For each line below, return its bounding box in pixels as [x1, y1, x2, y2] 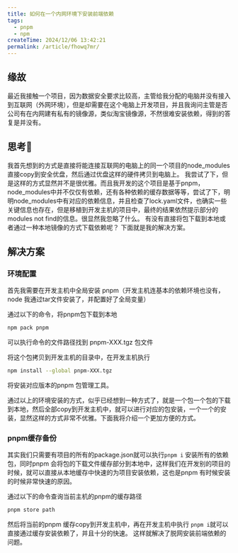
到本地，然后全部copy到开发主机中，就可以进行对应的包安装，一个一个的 [7, 405, 221, 413]
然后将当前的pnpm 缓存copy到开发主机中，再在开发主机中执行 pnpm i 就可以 [7, 520, 229, 529]
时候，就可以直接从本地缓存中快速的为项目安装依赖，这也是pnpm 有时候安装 [7, 469, 231, 477]
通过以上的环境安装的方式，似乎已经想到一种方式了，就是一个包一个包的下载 [7, 396, 231, 405]
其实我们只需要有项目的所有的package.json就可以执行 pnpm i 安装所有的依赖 [7, 451, 229, 459]
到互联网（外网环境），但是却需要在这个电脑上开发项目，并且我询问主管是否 [7, 100, 228, 108]
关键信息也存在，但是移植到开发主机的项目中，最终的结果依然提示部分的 [7, 205, 218, 213]
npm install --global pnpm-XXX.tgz [7, 367, 113, 374]
